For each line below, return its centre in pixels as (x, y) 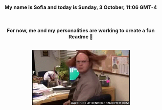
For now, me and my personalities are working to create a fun (81, 31)
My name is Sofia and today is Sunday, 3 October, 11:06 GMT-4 (81, 7)
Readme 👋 (81, 37)
